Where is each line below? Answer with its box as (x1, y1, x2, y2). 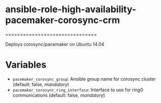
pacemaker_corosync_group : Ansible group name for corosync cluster (12, 75, 156, 82)
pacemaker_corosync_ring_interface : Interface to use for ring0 (12, 87, 144, 93)
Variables (5, 59, 47, 71)
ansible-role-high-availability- (5, 4, 137, 15)
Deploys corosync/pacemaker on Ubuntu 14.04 (5, 41, 104, 47)
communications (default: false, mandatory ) (12, 92, 105, 98)
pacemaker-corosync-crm (5, 14, 120, 26)
